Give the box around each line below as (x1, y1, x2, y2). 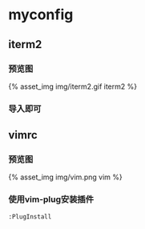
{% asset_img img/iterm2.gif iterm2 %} (8, 82, 138, 91)
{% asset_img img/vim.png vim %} (8, 172, 123, 182)
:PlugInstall (8, 212, 52, 221)
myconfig (8, 6, 74, 24)
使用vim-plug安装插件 (8, 194, 95, 205)
